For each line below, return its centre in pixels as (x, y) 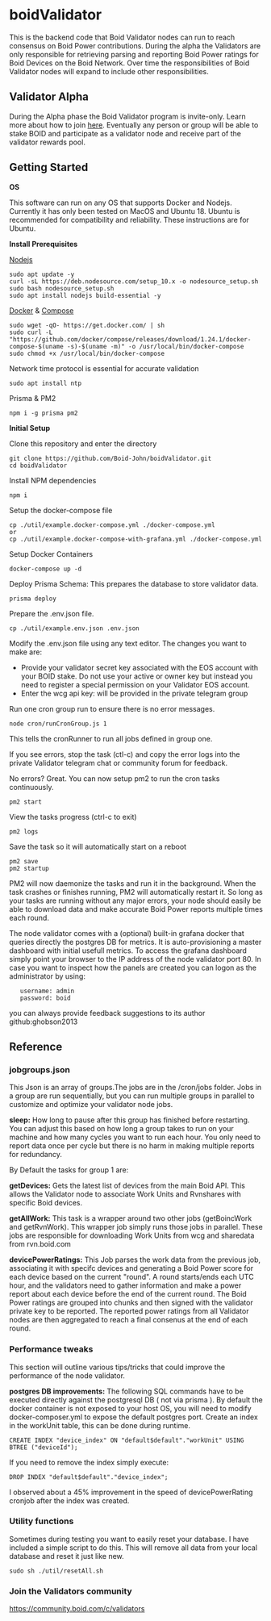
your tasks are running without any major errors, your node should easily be (135, 900)
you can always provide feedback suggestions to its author (107, 1013)
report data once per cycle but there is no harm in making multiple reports (132, 1146)
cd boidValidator (38, 466)
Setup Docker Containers (51, 554)
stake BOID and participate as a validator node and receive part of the (125, 133)
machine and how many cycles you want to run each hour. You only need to (135, 1137)
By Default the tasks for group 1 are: (69, 1170)
